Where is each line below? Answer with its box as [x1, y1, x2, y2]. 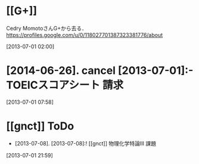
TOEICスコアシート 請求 [6, 79, 124, 92]
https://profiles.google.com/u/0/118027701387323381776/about [6, 31, 163, 38]
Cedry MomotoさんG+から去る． [6, 24, 88, 32]
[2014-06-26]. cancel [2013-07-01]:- [6, 64, 194, 78]
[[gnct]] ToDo [6, 119, 74, 133]
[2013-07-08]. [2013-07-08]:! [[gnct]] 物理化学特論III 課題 [14, 140, 157, 147]
